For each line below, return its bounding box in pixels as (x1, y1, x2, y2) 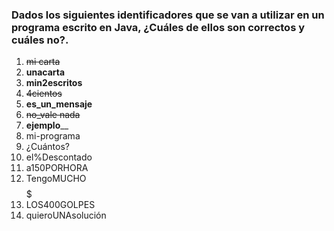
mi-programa (25, 130, 81, 142)
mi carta (25, 56, 61, 68)
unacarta (25, 66, 66, 78)
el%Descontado (25, 151, 93, 163)
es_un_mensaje (25, 98, 93, 110)
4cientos (25, 88, 63, 100)
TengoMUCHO (25, 173, 87, 185)
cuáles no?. (11, 33, 69, 47)
